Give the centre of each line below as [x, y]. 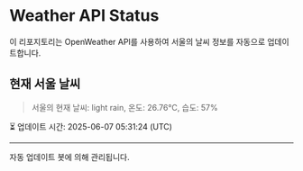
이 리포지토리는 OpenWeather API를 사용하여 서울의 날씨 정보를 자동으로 [138, 41]
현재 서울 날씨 [45, 84]
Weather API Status [84, 16]
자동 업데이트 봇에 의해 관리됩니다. [69, 157]
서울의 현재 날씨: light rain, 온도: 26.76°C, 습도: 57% [124, 107]
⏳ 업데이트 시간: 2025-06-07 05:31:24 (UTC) [91, 126]
